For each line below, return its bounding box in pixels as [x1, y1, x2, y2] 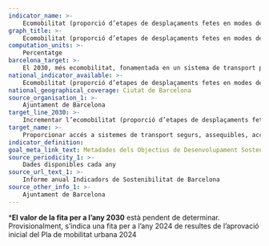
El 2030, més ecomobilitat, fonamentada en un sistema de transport [22, 64, 256, 72]
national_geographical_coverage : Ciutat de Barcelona [8, 86, 192, 95]
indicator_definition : [8, 138, 84, 147]
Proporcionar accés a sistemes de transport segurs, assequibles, [22, 131, 249, 139]
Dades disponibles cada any [22, 161, 116, 169]
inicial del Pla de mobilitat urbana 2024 [8, 229, 138, 239]
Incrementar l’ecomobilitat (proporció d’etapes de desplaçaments [22, 116, 249, 124]
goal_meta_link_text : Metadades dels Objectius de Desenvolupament [8, 146, 239, 154]
